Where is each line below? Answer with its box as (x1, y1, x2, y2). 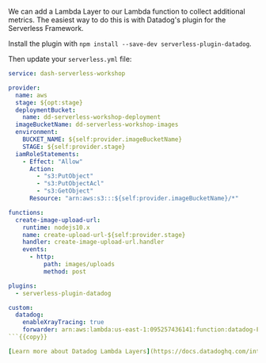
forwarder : (22, 326, 59, 334)
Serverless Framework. (8, 24, 85, 32)
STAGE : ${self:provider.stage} (22, 143, 126, 151)
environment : (15, 128, 59, 136)
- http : (28, 253, 55, 261)
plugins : (8, 281, 37, 290)
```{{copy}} (8, 333, 47, 341)
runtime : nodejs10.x (22, 224, 90, 231)
